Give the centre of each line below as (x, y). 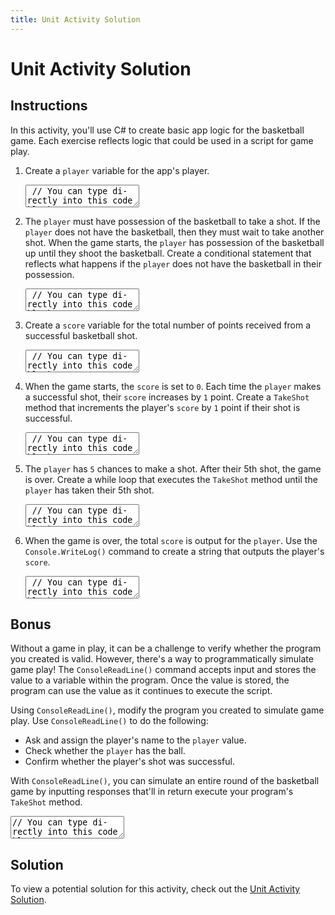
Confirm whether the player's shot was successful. (129, 762)
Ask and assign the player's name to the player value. (135, 740)
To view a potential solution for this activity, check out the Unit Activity (155, 889)
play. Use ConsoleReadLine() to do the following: (109, 721)
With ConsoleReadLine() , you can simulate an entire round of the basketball (165, 781)
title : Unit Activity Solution (75, 19)
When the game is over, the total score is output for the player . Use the (171, 540)
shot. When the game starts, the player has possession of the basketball (174, 242)
